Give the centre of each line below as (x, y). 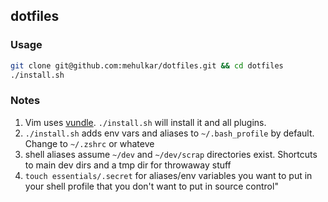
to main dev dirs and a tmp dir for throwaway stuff (128, 165)
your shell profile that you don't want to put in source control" (151, 186)
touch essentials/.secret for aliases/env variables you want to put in (168, 175)
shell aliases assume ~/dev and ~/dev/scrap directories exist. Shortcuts (171, 154)
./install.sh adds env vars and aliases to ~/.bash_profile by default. (169, 133)
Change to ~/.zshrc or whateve (89, 143)
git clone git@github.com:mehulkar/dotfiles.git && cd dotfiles (147, 65)
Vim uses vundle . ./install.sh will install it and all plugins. (145, 122)
